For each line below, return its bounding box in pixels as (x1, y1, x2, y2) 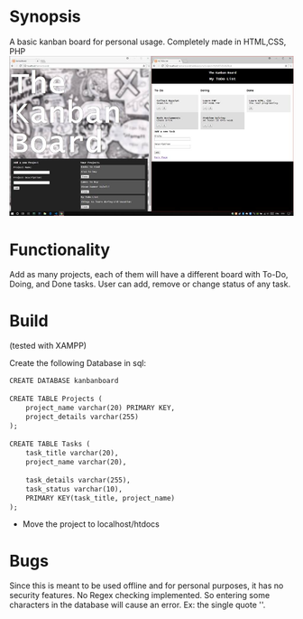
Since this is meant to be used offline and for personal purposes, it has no (9, 580, 284, 591)
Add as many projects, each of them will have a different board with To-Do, (9, 269, 289, 280)
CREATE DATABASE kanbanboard (9, 377, 119, 386)
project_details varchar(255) (25, 413, 140, 422)
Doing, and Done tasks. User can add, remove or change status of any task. (9, 278, 291, 290)
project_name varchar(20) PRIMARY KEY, (25, 404, 176, 413)
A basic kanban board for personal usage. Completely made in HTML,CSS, (9, 36, 287, 47)
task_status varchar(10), (25, 485, 124, 494)
